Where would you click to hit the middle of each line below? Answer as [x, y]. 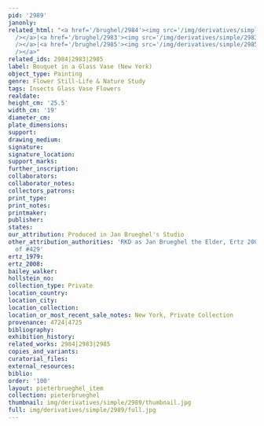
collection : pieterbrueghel [54, 395]
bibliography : [31, 330]
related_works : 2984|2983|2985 [59, 344]
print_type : [27, 198]
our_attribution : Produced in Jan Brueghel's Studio [96, 235]
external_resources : [42, 366]
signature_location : [42, 154]
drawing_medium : [35, 140]
